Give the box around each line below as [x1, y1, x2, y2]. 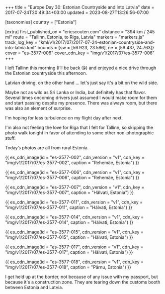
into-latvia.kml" [5, 45, 37, 50]
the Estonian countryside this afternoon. [5, 70, 87, 76]
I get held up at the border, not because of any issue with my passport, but [5, 274, 158, 280]
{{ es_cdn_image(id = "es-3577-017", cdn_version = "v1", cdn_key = [5, 244, 144, 250]
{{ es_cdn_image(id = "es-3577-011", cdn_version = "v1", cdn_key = [5, 199, 143, 205]
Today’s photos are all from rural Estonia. [5, 145, 89, 151]
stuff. [5, 135, 16, 141]
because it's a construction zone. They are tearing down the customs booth [5, 279, 161, 285]
